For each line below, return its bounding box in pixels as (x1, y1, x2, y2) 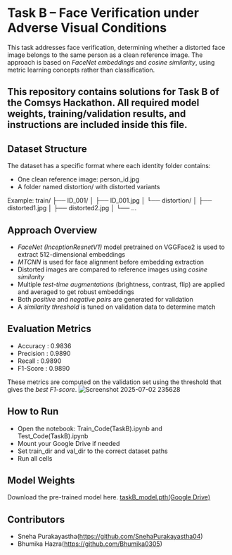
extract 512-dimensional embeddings (17, 250, 126, 258)
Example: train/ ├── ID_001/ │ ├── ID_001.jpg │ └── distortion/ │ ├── (7, 196, 212, 205)
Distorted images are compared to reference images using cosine (17, 265, 208, 274)
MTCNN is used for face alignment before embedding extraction (17, 257, 205, 266)
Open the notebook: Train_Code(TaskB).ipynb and (17, 424, 163, 433)
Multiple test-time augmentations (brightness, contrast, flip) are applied (17, 280, 225, 288)
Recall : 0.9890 (17, 357, 62, 365)
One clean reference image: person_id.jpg (17, 175, 140, 184)
